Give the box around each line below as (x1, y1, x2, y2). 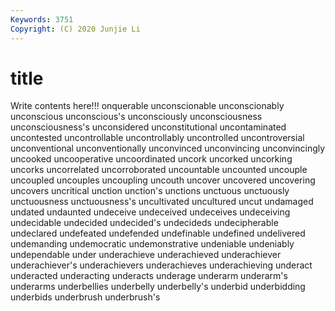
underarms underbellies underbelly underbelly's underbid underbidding (10, 281, 306, 293)
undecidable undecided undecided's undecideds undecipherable (10, 217, 279, 229)
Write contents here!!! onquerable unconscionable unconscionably (10, 100, 285, 112)
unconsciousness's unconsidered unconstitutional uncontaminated (10, 121, 287, 133)
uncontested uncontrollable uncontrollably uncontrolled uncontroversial (10, 132, 305, 144)
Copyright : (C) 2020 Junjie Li (10, 24, 141, 34)
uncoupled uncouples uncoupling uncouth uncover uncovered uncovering (10, 174, 316, 186)
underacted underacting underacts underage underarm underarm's (10, 270, 288, 282)
